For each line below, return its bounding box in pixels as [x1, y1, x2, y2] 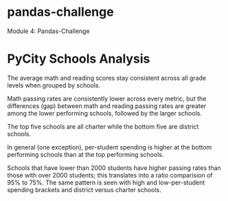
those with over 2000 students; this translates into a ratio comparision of [7, 171, 213, 179]
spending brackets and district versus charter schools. [7, 185, 161, 193]
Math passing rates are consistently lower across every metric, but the [7, 94, 207, 103]
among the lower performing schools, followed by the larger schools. [7, 109, 203, 117]
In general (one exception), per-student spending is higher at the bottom [7, 142, 212, 151]
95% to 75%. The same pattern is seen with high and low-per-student [7, 178, 205, 187]
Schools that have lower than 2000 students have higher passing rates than [7, 163, 221, 172]
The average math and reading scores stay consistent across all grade [7, 74, 207, 82]
